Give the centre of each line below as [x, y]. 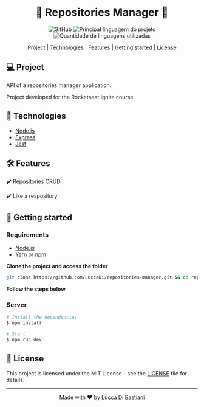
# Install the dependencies [42, 318]
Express [25, 137]
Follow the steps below [36, 289]
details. [15, 380]
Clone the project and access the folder [57, 266]
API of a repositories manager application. [59, 85]
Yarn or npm [31, 254]
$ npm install [24, 323]
